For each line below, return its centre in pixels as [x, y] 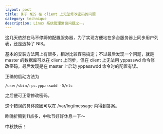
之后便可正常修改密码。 [28, 96]
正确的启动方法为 [22, 77]
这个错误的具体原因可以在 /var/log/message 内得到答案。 [62, 106]
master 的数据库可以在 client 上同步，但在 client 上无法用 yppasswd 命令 [78, 60]
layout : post [18, 10]
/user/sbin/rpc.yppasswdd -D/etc [39, 86]
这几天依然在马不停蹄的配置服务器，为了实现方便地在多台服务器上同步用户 [80, 38]
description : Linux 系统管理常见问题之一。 [46, 23]
